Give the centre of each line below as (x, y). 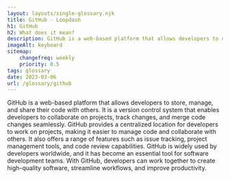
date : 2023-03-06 (32, 77)
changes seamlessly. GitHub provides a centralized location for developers (113, 124)
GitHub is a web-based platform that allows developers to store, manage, (110, 102)
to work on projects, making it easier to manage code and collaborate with (112, 132)
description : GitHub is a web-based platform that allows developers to (113, 39)
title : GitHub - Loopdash (44, 20)
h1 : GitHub (23, 26)
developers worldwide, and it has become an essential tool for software (108, 154)
